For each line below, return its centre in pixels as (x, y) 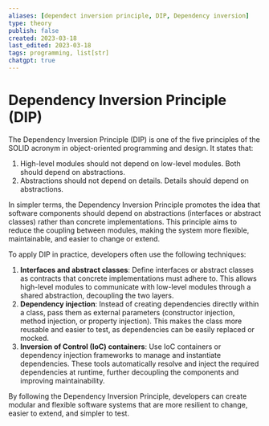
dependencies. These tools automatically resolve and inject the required (139, 363)
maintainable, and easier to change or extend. (84, 238)
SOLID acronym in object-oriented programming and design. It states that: (131, 148)
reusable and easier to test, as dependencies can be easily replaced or (137, 329)
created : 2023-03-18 (43, 38)
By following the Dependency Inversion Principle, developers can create (128, 396)
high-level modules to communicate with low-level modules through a (135, 286)
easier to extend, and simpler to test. (69, 413)
